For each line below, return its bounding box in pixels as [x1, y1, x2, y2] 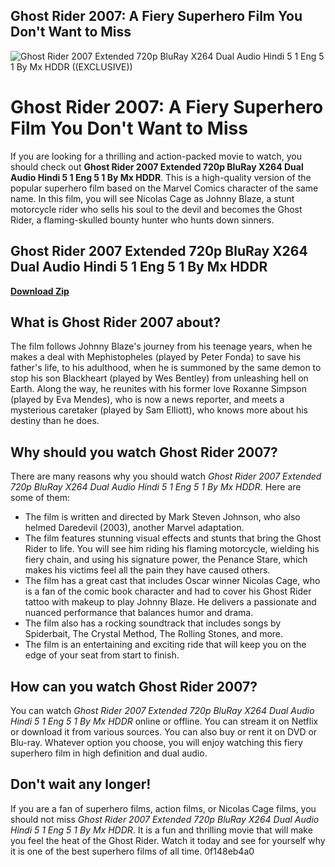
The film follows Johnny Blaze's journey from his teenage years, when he [10, 340, 313, 353]
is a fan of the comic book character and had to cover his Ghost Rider [24, 585, 312, 598]
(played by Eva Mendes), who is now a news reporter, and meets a [10, 394, 285, 406]
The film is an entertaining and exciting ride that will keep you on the [24, 639, 307, 651]
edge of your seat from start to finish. [24, 649, 180, 661]
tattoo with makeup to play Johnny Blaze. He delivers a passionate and [24, 596, 317, 608]
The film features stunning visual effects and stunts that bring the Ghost [24, 532, 322, 544]
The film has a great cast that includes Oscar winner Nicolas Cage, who [24, 575, 321, 587]
